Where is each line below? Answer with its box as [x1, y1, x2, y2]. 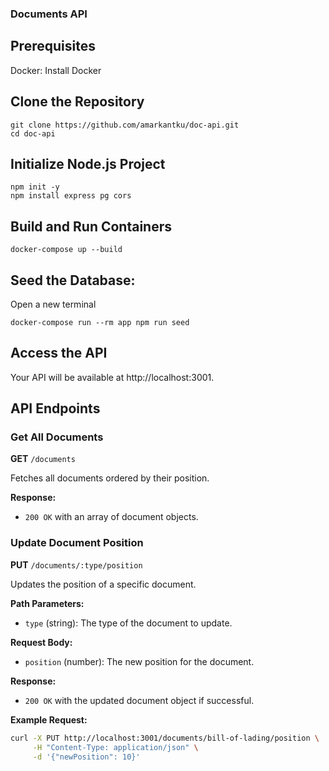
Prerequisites [10, 38, 96, 55]
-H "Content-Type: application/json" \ [32, 742, 199, 752]
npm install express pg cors [10, 191, 132, 201]
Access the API [10, 345, 108, 362]
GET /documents [10, 453, 76, 465]
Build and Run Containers [10, 218, 173, 235]
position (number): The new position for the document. [24, 655, 255, 667]
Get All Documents [10, 430, 104, 444]
